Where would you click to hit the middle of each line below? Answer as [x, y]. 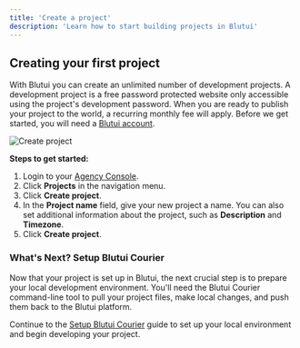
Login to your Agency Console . [80, 176]
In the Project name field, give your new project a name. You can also [153, 205]
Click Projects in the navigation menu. [94, 186]
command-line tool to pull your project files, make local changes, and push [149, 297]
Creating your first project [85, 63]
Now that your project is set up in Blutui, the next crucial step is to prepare [149, 277]
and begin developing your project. [75, 333]
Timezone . [43, 224]
